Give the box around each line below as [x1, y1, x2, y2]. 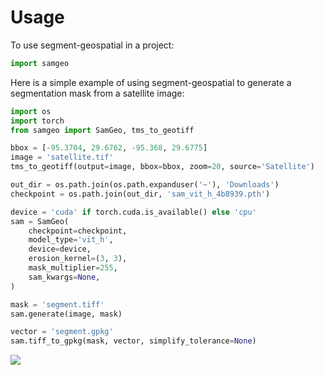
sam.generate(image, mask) [10, 309, 123, 319]
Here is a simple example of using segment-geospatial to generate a [10, 76, 292, 88]
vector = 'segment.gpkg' [10, 327, 114, 337]
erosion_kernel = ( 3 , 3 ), [28, 254, 128, 264]
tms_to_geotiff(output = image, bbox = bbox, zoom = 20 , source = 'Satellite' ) [10, 162, 315, 172]
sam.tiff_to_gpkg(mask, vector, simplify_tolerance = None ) [10, 336, 257, 346]
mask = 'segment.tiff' [10, 299, 105, 310]
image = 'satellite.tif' [10, 152, 114, 163]
